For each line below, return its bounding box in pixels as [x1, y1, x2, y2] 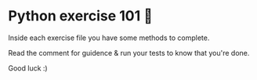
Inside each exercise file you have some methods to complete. [8, 33, 210, 42]
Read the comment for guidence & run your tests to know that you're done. [8, 48, 250, 57]
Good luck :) [8, 63, 49, 73]
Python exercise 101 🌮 [8, 7, 153, 25]
